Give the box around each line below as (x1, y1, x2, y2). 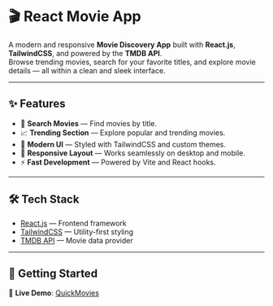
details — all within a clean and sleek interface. (8, 65, 166, 75)
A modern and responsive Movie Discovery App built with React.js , (8, 39, 236, 50)
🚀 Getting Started (8, 266, 98, 280)
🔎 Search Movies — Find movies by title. (19, 118, 157, 128)
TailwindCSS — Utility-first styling (19, 226, 134, 237)
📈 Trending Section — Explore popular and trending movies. (19, 128, 226, 138)
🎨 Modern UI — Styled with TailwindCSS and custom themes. (19, 139, 226, 149)
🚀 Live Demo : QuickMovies (8, 288, 100, 298)
